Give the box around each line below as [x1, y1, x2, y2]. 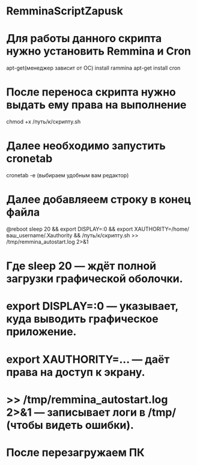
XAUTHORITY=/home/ [134, 225, 190, 232]
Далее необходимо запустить [6, 139, 166, 153]
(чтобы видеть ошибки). [6, 418, 134, 432]
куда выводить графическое [6, 312, 159, 326]
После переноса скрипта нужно [6, 85, 176, 99]
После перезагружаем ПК [6, 446, 145, 459]
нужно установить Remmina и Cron [6, 44, 191, 58]
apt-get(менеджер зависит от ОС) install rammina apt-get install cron [6, 64, 181, 71]
